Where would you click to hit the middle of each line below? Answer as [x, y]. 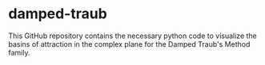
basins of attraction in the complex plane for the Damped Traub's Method [129, 44]
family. [19, 52]
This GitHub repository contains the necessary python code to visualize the [133, 36]
